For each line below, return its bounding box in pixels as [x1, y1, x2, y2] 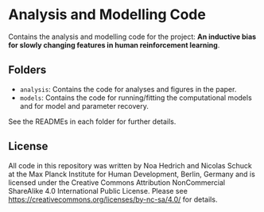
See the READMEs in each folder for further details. [8, 117, 177, 126]
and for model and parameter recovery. [19, 101, 149, 110]
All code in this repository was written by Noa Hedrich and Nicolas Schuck [8, 160, 252, 170]
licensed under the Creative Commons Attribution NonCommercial [8, 177, 225, 187]
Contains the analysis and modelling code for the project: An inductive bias [8, 32, 257, 41]
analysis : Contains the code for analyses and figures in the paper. [19, 84, 237, 94]
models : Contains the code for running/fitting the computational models [19, 93, 252, 102]
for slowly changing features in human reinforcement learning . [8, 40, 220, 49]
